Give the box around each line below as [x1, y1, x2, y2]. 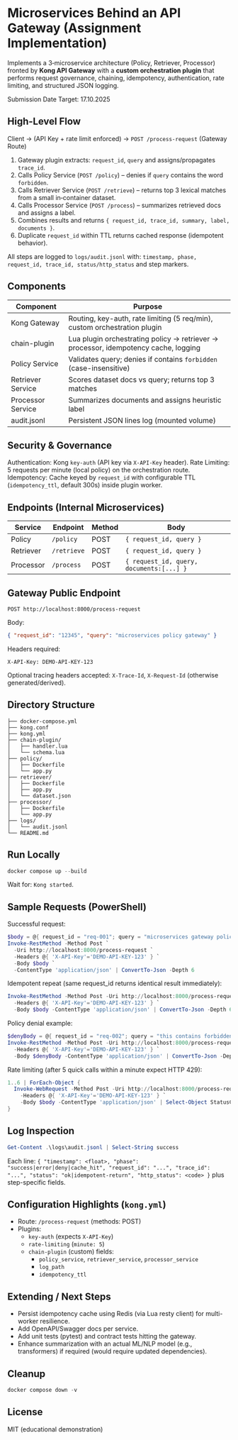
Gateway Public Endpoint [7, 587, 121, 599]
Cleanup [7, 1368, 46, 1380]
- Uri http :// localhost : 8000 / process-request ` [13, 946, 154, 953]
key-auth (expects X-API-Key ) [28, 1232, 114, 1241]
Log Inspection [7, 1125, 75, 1137]
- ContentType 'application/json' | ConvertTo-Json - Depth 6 [13, 966, 195, 973]
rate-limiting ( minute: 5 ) [28, 1240, 105, 1248]
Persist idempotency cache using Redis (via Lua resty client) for [17, 1309, 204, 1318]
